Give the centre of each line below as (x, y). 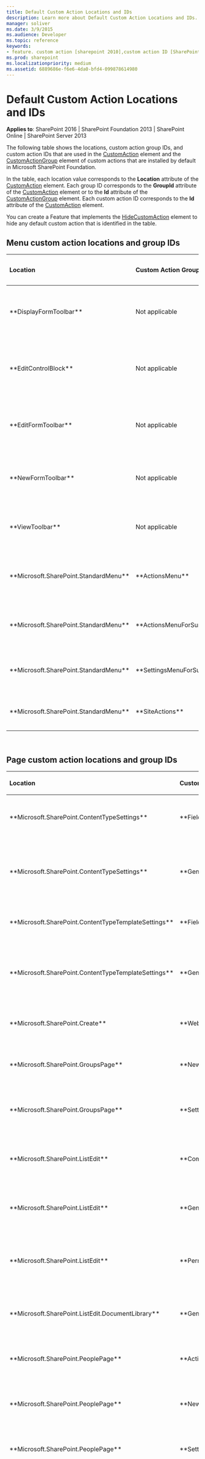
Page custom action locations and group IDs (92, 760)
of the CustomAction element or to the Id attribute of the (77, 192)
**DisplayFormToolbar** (46, 312)
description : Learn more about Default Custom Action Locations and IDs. (102, 18)
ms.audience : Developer (37, 35)
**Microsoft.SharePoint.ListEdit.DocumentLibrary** (85, 1313)
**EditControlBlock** (41, 368)
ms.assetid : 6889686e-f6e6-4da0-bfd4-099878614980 (72, 69)
